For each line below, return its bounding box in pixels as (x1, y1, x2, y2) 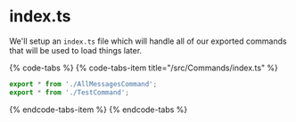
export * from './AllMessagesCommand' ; (9, 79, 158, 88)
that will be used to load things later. (9, 45, 143, 55)
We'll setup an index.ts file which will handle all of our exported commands (9, 36, 287, 46)
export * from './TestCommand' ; (9, 87, 129, 97)
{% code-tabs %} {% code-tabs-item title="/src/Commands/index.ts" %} (9, 62, 279, 73)
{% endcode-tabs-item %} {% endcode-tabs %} (9, 104, 188, 115)
